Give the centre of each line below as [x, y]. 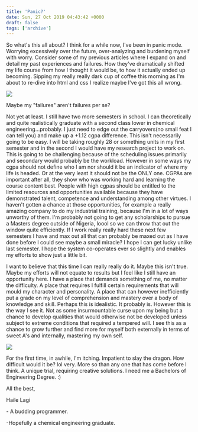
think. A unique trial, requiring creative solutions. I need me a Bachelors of [96, 371]
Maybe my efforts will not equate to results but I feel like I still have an [91, 273]
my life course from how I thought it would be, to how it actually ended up [96, 70]
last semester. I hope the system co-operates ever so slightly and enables [96, 249]
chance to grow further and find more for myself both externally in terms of [98, 330]
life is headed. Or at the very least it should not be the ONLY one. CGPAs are [99, 173]
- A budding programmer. [37, 411]
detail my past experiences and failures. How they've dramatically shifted [95, 64]
